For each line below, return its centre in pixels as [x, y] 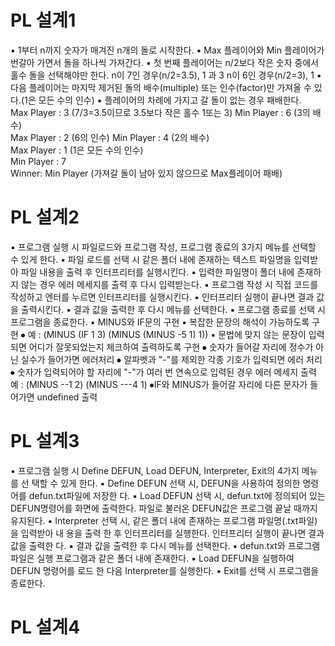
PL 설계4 [45, 627]
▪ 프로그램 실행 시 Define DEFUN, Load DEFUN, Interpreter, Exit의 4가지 [155, 470]
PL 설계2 [45, 217]
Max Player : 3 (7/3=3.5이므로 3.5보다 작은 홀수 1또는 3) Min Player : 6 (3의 [160, 112]
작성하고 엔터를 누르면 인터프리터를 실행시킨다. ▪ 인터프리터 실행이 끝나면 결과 [162, 297]
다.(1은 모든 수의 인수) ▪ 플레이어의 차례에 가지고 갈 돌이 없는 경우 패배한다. [156, 100]
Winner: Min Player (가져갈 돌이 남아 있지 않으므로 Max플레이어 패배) [146, 173]
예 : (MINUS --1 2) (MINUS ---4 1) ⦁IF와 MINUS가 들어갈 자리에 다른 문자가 [159, 384]
